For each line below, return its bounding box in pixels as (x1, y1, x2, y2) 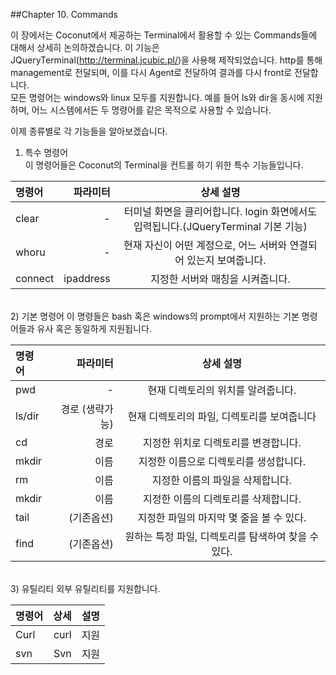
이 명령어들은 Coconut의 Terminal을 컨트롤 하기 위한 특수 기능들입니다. (24, 159, 304, 171)
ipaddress (63, 272, 111, 285)
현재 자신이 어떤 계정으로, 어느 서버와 (123, 239, 288, 252)
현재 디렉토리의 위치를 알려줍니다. (147, 384, 297, 397)
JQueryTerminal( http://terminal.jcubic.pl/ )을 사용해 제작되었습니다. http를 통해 (10, 54, 323, 66)
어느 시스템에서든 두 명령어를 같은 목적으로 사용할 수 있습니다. (31, 104, 272, 116)
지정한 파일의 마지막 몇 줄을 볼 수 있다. (137, 511, 307, 524)
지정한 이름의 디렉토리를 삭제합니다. (143, 492, 302, 506)
